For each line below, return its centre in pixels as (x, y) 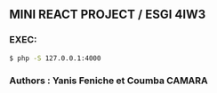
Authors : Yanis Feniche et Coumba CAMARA (109, 81)
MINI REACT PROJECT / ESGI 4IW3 (108, 15)
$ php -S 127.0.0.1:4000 (55, 58)
